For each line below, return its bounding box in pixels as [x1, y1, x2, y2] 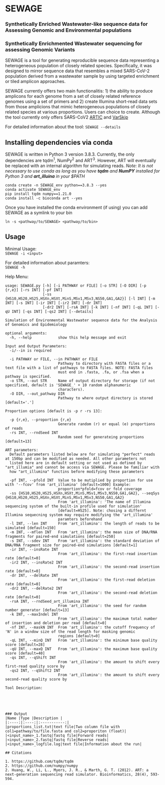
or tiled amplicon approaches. [5, 79, 66, 85]
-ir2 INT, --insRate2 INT [9, 560, 63, 565]
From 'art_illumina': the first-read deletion [58, 577, 155, 582]
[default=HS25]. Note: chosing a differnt [58, 508, 147, 513]
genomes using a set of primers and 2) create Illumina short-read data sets [5, 98, 158, 104]
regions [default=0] [58, 633, 100, 638]
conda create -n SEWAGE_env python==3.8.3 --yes [5, 182, 107, 188]
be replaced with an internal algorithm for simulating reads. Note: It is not [5, 163, 154, 169]
